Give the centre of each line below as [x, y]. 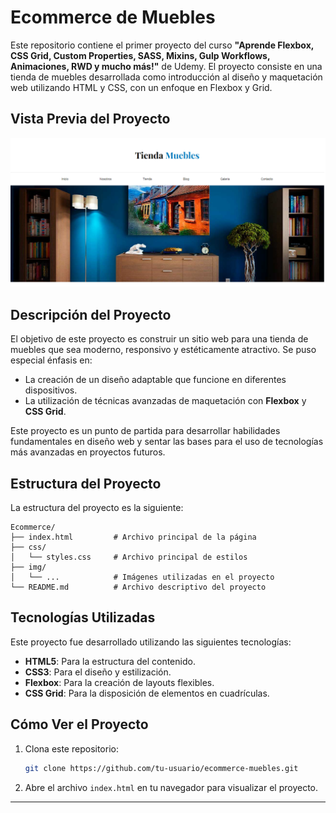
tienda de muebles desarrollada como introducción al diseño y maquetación [166, 77]
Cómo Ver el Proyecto [79, 724]
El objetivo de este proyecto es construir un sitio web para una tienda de [159, 339]
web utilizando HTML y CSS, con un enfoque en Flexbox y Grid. [141, 87]
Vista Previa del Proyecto [90, 119]
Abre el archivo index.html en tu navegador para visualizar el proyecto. [171, 787]
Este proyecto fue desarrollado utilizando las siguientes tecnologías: [151, 642]
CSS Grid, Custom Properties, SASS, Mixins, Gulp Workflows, [140, 55]
